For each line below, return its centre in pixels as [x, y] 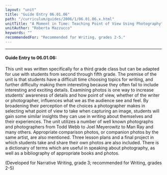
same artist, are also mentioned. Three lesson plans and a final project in [80, 137]
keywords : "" [19, 33]
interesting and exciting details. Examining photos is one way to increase [80, 90]
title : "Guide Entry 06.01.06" [38, 14]
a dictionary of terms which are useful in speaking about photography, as [80, 148]
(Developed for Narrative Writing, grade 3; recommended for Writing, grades [83, 163]
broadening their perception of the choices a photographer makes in [75, 106]
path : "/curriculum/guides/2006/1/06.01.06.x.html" [60, 19]
